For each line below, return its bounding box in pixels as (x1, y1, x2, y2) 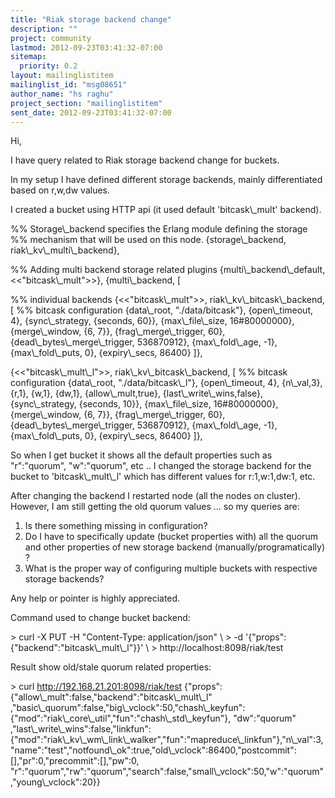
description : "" (10, 24, 78, 34)
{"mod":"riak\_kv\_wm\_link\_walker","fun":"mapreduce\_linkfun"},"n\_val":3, (10, 734, 324, 746)
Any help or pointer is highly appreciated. (10, 592, 181, 605)
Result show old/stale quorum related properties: (10, 661, 212, 673)
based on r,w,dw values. (10, 184, 111, 196)
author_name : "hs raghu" (10, 89, 114, 99)
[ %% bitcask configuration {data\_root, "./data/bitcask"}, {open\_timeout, (10, 304, 314, 316)
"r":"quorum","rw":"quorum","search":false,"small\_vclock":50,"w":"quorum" (10, 766, 324, 778)
